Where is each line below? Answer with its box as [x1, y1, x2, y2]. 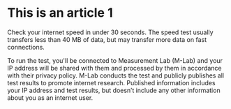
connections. [7, 43, 45, 51]
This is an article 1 [7, 5, 113, 21]
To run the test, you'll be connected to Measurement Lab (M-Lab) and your [7, 56, 223, 64]
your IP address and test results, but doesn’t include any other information [7, 86, 221, 94]
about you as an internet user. [7, 93, 94, 102]
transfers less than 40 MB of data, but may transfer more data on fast [7, 35, 207, 43]
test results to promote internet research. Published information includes [7, 78, 216, 87]
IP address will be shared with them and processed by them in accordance [7, 64, 222, 72]
